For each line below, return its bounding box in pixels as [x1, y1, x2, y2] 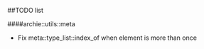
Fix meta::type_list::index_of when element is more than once [17, 33, 198, 42]
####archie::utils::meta [7, 20, 76, 28]
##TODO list [7, 6, 44, 14]
